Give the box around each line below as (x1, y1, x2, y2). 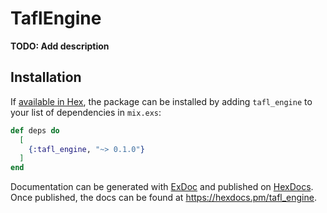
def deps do (10, 125, 60, 136)
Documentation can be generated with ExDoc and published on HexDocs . (10, 181, 314, 193)
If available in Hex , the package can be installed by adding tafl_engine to (10, 95, 313, 107)
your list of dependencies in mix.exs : (10, 106, 162, 118)
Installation (10, 69, 82, 86)
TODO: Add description (10, 40, 110, 52)
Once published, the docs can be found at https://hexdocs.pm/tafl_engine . (10, 192, 317, 204)
